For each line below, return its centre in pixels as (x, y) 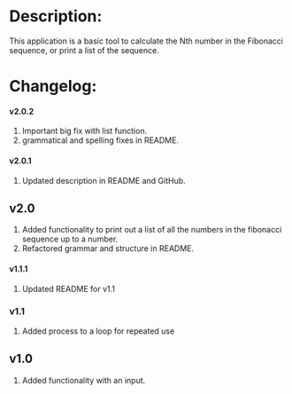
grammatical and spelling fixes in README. (100, 140)
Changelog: (53, 87)
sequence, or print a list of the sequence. (84, 50)
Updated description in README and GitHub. (104, 180)
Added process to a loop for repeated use (98, 331)
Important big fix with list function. (85, 131)
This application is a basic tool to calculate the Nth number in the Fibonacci (146, 41)
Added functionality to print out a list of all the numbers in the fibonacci (152, 230)
